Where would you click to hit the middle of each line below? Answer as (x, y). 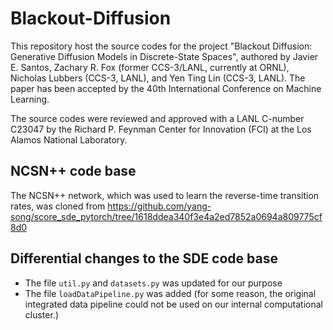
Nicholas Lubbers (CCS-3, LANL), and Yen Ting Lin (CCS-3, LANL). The (158, 78)
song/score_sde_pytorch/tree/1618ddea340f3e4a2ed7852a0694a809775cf (166, 216)
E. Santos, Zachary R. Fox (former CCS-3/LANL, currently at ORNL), (150, 67)
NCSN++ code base (73, 171)
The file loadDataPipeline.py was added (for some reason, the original (170, 293)
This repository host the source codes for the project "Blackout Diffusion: (161, 46)
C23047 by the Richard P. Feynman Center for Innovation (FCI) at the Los (161, 129)
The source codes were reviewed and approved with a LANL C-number (157, 118)
